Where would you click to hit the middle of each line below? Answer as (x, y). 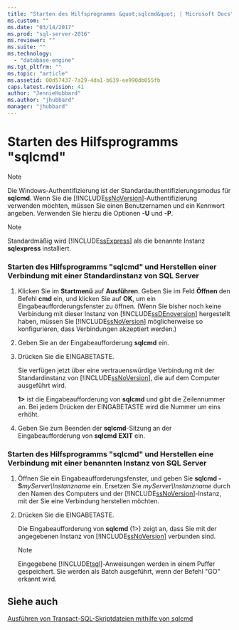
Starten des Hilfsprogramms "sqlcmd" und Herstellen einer (112, 266)
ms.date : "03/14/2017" (41, 27)
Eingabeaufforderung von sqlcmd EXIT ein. (81, 436)
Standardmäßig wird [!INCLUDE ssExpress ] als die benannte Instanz (106, 241)
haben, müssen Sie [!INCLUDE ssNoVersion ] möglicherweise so (110, 322)
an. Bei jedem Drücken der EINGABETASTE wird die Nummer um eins (119, 407)
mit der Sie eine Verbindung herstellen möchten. (89, 501)
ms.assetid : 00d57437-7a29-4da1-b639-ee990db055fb (84, 80)
